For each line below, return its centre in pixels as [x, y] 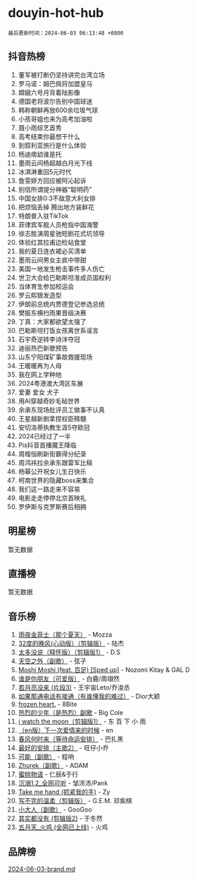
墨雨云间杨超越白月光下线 [55, 163]
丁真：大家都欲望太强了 [52, 322]
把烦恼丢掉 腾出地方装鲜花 [56, 207]
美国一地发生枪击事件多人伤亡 [61, 269]
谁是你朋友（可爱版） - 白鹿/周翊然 [69, 679]
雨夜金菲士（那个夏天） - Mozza [65, 635]
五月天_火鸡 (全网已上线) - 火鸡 [63, 827]
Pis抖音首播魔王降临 [47, 445]
